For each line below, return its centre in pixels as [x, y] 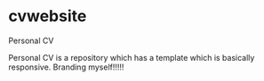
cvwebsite [48, 16]
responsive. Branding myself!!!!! [66, 67]
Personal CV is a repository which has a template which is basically [132, 57]
